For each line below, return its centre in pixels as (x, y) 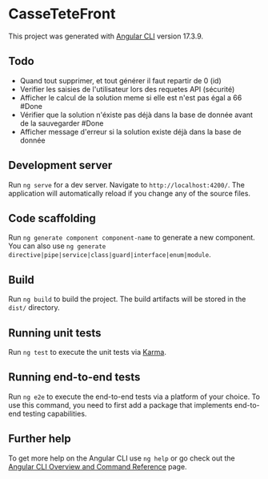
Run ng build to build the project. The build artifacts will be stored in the (127, 299)
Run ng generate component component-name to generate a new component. (132, 238)
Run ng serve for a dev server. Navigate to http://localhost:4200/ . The (127, 184)
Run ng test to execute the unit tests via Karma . (87, 352)
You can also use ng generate (57, 246)
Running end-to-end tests (74, 377)
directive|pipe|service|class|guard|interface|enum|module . (110, 255)
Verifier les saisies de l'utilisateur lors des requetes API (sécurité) (127, 89)
